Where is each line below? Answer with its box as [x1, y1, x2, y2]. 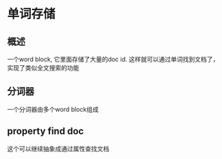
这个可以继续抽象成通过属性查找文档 [7, 145, 110, 153]
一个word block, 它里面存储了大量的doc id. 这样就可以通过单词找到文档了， [7, 56, 219, 63]
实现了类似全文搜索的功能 [7, 64, 79, 72]
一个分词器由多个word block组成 [7, 105, 99, 113]
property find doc [7, 125, 84, 137]
